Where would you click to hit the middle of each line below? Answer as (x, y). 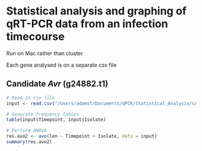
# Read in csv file (31, 97)
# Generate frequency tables (43, 114)
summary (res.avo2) (29, 142)
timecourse (35, 37)
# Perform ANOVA (26, 131)
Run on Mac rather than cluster (44, 53)
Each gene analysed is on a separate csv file (62, 65)
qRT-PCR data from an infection (87, 24)
